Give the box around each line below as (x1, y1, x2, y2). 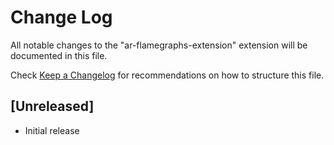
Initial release (24, 124, 80, 136)
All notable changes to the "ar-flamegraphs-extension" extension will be (10, 39, 308, 51)
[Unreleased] (10, 98, 95, 115)
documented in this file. (10, 49, 108, 61)
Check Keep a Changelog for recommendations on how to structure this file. (10, 69, 325, 81)
